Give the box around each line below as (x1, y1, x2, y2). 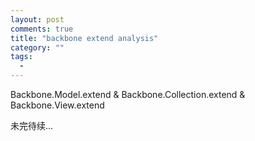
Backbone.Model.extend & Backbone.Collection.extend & (10, 89, 246, 100)
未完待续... (10, 120, 54, 131)
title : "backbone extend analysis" (10, 33, 159, 43)
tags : (10, 52, 33, 62)
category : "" (10, 42, 65, 53)
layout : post (10, 14, 65, 25)
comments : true (10, 24, 74, 34)
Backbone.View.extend (10, 99, 105, 111)
